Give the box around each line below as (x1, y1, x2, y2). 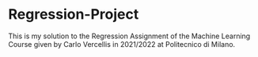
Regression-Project (8, 5, 139, 23)
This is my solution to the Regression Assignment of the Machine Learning (8, 31, 251, 41)
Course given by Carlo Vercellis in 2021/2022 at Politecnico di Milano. (8, 39, 236, 48)
